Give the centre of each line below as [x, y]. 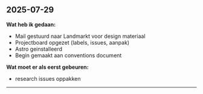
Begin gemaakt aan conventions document [68, 55]
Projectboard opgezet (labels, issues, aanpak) [72, 42]
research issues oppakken [48, 78]
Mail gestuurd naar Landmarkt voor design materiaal [80, 36]
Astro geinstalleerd [38, 49]
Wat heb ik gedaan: [31, 24]
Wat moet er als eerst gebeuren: [47, 67]
